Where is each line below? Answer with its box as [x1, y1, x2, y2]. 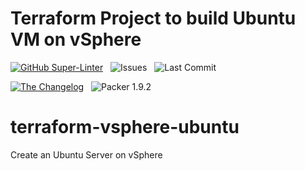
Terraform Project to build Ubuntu [10, 7, 297, 30]
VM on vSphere [10, 28, 142, 51]
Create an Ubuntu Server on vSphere [10, 148, 163, 161]
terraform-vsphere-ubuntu [10, 116, 240, 139]
